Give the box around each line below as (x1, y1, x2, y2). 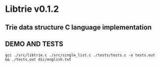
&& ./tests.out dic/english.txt (5, 57, 71, 62)
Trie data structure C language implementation (5, 23, 152, 32)
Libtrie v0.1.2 (5, 3, 59, 15)
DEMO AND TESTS (5, 39, 64, 48)
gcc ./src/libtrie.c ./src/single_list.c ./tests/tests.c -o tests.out (5, 53, 155, 58)
